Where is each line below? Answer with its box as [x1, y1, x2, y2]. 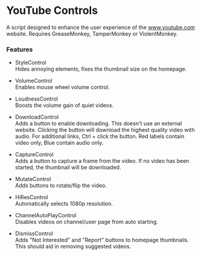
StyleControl [14, 59, 46, 67]
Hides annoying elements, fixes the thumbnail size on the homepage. [14, 65, 187, 73]
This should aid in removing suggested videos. [14, 243, 132, 250]
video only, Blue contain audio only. [14, 139, 104, 146]
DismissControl [14, 230, 53, 237]
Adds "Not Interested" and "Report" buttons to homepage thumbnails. [14, 237, 189, 244]
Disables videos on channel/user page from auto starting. [14, 218, 158, 226]
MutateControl [14, 176, 51, 183]
